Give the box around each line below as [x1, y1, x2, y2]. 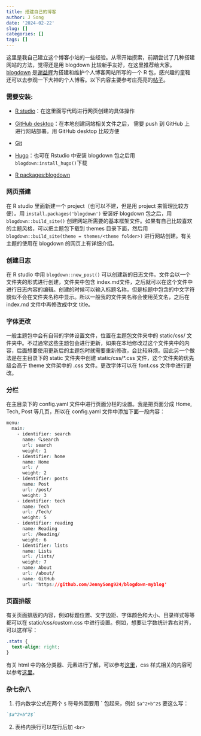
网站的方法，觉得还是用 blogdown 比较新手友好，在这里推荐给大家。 [6, 61, 175, 68]
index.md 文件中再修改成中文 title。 [6, 301, 94, 308]
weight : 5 [22, 514, 47, 521]
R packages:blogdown [14, 171, 71, 178]
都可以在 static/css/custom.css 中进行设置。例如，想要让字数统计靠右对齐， [6, 619, 194, 626]
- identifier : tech [17, 498, 66, 504]
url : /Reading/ [22, 531, 60, 537]
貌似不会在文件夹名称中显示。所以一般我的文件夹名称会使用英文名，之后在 [6, 293, 190, 300]
